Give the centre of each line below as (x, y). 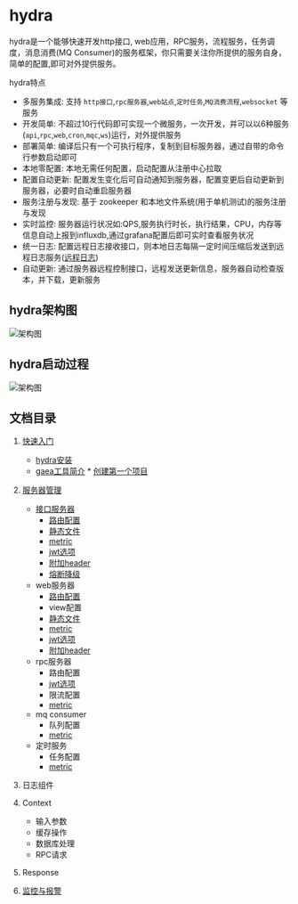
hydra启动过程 (49, 365)
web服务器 (55, 585)
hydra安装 (54, 460)
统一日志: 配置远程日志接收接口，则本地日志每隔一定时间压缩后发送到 (149, 246)
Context (36, 803)
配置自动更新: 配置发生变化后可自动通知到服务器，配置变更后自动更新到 (153, 179)
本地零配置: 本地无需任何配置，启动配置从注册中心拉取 (122, 168)
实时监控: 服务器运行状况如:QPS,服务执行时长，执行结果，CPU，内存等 (152, 224)
